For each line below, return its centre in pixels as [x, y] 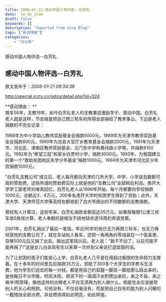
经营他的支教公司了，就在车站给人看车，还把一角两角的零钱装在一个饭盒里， [83, 234]
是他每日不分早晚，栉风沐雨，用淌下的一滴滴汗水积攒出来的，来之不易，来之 [83, 276]
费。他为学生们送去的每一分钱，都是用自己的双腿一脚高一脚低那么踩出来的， [83, 270]
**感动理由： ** [21, 106]
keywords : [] [19, 23]
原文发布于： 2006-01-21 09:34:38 [40, 86]
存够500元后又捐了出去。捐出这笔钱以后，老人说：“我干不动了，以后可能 [80, 241]
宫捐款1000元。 [21, 166]
